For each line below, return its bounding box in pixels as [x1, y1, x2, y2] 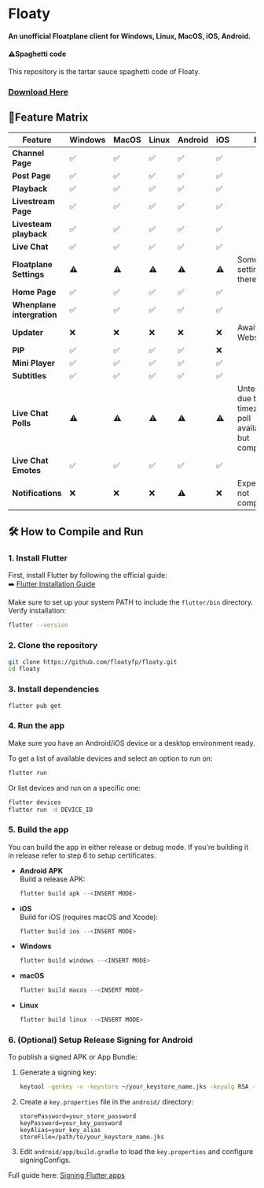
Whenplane [12, 299, 57, 310]
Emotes [12, 464, 42, 475]
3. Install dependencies [8, 683, 100, 695]
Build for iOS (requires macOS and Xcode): [19, 912, 159, 922]
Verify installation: [8, 606, 67, 616]
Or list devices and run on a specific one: [8, 783, 141, 792]
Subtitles [12, 370, 47, 381]
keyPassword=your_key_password [19, 1119, 123, 1127]
